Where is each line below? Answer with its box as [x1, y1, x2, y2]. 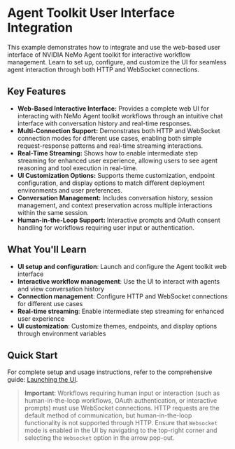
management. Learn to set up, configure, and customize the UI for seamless [7, 57, 227, 66]
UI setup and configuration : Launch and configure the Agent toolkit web [17, 262, 227, 270]
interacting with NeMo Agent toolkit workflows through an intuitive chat [17, 111, 223, 120]
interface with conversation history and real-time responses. [17, 119, 192, 127]
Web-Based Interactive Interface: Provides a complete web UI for [17, 104, 210, 113]
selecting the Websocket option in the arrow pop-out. [24, 434, 175, 442]
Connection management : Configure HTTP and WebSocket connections [17, 292, 228, 301]
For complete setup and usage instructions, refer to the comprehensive [7, 368, 213, 376]
